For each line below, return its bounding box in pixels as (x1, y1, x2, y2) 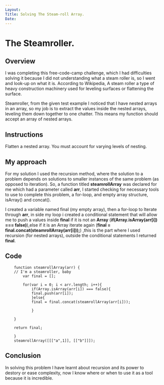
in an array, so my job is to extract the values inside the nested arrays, (5, 106, 147, 112)
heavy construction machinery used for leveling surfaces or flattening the (5, 86, 154, 91)
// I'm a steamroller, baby (14, 269, 71, 274)
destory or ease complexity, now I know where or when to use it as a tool (5, 370, 153, 376)
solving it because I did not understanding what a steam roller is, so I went (5, 75, 156, 81)
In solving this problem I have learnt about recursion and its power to (5, 364, 144, 370)
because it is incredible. (5, 375, 54, 381)
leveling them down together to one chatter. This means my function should (5, 111, 158, 117)
